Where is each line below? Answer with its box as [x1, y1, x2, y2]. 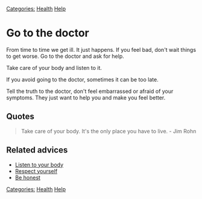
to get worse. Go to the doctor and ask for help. [6, 52, 125, 60]
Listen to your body [14, 161, 64, 168]
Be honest [14, 174, 41, 181]
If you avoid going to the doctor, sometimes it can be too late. [6, 75, 159, 83]
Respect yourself [14, 167, 58, 174]
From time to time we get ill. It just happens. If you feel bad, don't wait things [6, 46, 197, 53]
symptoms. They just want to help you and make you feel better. [6, 93, 166, 101]
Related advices [6, 145, 68, 156]
